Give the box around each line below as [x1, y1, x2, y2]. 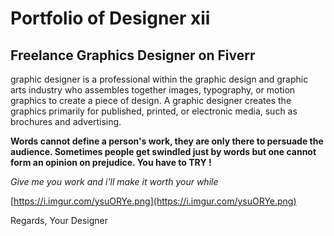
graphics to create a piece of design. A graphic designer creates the [10, 95, 292, 106]
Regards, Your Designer [10, 215, 109, 226]
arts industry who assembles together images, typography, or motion [10, 84, 296, 96]
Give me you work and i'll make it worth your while [10, 176, 219, 187]
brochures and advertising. [10, 116, 122, 127]
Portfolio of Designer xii [10, 7, 211, 30]
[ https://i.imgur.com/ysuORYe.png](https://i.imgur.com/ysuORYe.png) [10, 195, 297, 207]
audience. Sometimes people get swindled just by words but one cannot [10, 146, 317, 157]
